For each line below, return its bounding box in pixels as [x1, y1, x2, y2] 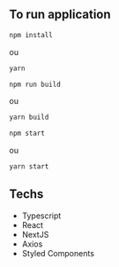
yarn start [9, 162, 49, 171]
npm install [9, 30, 53, 39]
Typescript [21, 210, 62, 221]
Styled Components [21, 247, 95, 258]
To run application [9, 7, 112, 22]
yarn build [9, 113, 49, 122]
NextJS [21, 229, 49, 240]
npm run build [9, 80, 62, 89]
